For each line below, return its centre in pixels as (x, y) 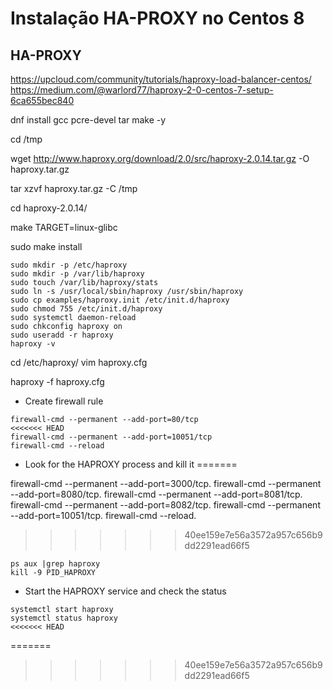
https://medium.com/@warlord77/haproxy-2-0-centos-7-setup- (142, 90)
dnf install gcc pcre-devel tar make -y (88, 120)
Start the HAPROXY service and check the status (125, 591)
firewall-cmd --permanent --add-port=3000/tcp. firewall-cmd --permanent (166, 483)
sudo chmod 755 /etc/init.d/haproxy (86, 309)
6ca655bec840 (42, 100)
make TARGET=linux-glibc (64, 227)
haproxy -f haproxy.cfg (57, 381)
